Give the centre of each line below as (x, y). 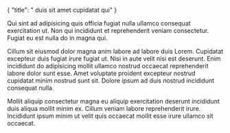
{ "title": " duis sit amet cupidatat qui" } (62, 10)
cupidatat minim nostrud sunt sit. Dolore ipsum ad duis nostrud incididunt (111, 81)
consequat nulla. (31, 88)
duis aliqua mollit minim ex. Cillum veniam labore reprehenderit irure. (104, 109)
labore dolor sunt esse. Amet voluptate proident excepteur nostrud (101, 73)
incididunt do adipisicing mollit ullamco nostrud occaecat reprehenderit (108, 66)
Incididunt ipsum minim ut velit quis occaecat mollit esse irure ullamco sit (111, 116)
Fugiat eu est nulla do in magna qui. (57, 38)
